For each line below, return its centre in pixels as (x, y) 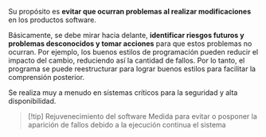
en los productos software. (53, 20)
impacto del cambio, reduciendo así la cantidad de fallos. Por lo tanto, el (127, 60)
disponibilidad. (32, 101)
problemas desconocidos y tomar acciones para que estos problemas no (130, 44)
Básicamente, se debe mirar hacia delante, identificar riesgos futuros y (126, 35)
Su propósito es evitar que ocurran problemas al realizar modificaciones (130, 11)
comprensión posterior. (47, 77)
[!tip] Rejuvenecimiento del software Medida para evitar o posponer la (142, 116)
